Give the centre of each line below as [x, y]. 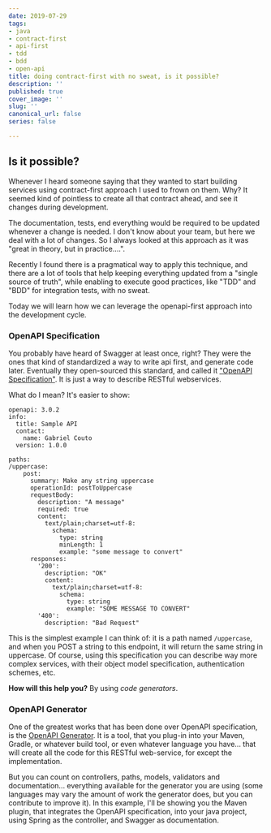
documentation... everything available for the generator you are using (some [136, 786]
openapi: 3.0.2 [34, 410]
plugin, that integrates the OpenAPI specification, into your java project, [128, 812]
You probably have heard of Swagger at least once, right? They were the [130, 353]
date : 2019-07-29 [38, 16]
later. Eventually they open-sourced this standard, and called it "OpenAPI [131, 370]
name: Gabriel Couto [58, 438]
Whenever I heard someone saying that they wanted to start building [123, 181]
